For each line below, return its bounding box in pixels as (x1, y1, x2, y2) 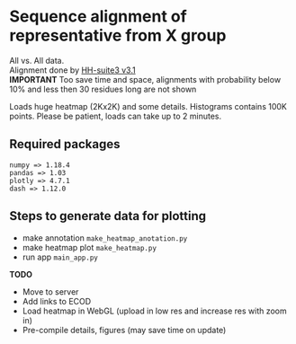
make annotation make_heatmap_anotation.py (22, 232, 188, 243)
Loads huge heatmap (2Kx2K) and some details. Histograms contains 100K (9, 101, 288, 111)
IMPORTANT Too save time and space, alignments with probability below (9, 74, 282, 84)
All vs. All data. (9, 55, 65, 66)
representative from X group (9, 25, 227, 46)
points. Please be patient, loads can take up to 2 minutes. (9, 110, 222, 121)
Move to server (22, 286, 79, 297)
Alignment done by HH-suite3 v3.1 (9, 65, 137, 75)
